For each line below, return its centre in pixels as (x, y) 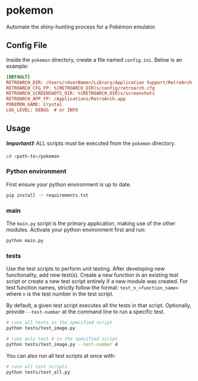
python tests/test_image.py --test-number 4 (62, 344)
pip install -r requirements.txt (47, 195)
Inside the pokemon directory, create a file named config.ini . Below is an (94, 59)
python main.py (25, 241)
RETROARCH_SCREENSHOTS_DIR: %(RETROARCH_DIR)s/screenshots (81, 93)
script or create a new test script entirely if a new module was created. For (97, 281)
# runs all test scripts (37, 366)
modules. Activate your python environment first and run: (76, 230)
